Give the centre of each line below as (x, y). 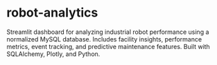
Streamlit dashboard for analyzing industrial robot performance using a (108, 32)
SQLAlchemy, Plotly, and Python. (53, 54)
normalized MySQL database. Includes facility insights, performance (104, 39)
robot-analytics (52, 13)
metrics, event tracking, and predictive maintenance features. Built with (108, 46)
